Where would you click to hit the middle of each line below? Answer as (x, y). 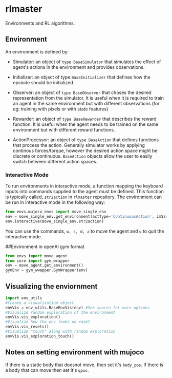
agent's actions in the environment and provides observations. (79, 67)
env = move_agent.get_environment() (44, 266)
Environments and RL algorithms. (40, 23)
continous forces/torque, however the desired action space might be (85, 150)
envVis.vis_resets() (27, 327)
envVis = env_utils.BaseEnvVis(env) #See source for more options (78, 308)
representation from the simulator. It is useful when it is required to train (88, 98)
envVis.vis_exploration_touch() (40, 336)
